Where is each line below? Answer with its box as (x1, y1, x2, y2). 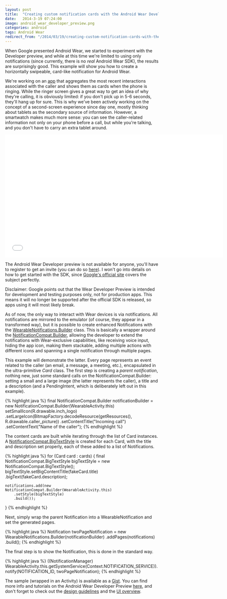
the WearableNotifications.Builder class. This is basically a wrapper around (5, 327, 156, 333)
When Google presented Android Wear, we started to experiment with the (5, 47, 152, 54)
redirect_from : (5, 35, 36, 40)
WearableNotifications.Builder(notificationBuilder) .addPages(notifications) (5, 534, 155, 540)
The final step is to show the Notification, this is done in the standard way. (5, 548, 153, 555)
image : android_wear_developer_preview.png (5, 21, 95, 26)
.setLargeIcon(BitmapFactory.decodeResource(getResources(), (5, 413, 132, 419)
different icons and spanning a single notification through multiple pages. (5, 347, 152, 353)
